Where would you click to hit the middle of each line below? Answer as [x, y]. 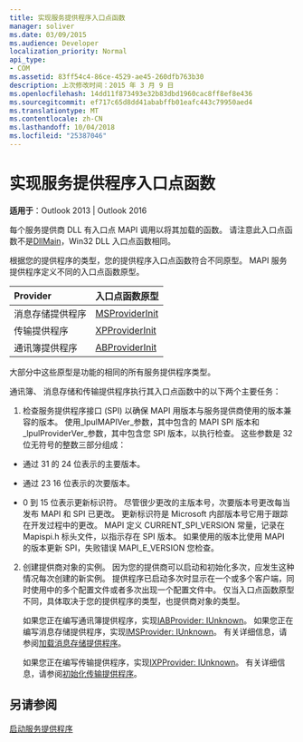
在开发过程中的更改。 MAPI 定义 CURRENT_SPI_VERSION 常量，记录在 [153, 525]
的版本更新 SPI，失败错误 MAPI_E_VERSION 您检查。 [120, 547]
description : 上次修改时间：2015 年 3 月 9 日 [92, 85]
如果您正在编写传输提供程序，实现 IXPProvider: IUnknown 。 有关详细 [150, 662]
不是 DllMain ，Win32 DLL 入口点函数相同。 [96, 240]
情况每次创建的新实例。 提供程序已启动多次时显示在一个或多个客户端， [154, 578]
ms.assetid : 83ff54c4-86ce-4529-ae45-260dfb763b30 [107, 77]
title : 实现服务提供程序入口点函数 [67, 18]
